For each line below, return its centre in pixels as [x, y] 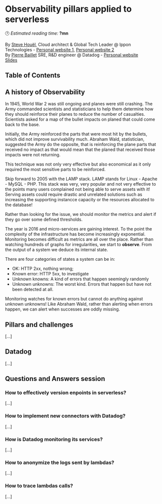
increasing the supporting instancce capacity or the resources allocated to [80, 200]
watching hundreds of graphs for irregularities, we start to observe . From [79, 245]
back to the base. [23, 125]
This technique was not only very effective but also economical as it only [78, 164]
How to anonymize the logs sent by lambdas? [60, 462]
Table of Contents [33, 75]
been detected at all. [33, 290]
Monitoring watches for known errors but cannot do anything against [74, 299]
